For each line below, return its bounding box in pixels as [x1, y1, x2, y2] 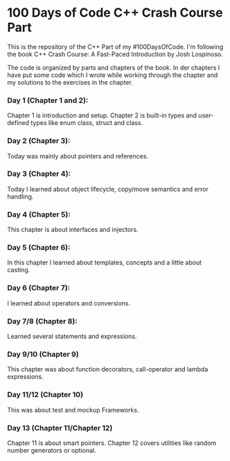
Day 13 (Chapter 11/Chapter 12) [7, 423, 113, 433]
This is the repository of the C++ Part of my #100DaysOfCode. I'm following [7, 42, 224, 51]
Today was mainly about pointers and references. [7, 151, 149, 160]
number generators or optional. [7, 446, 96, 454]
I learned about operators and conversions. [7, 299, 130, 307]
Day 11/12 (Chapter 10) [7, 390, 84, 400]
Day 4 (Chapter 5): [7, 210, 71, 219]
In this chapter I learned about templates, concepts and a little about [7, 258, 202, 267]
